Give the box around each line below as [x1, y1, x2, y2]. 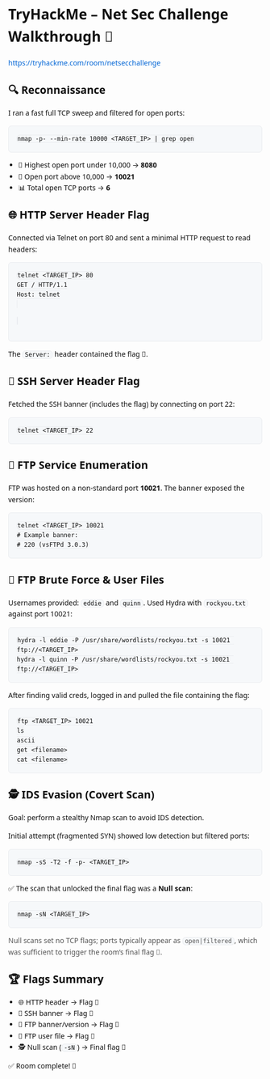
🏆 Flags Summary [8, 971, 104, 987]
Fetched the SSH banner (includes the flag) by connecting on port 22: [8, 399, 235, 409]
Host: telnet [16, 290, 60, 299]
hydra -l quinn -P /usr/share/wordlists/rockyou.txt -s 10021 [16, 655, 231, 663]
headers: [8, 243, 38, 255]
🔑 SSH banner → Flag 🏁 [18, 1008, 93, 1018]
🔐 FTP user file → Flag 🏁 [18, 1030, 95, 1041]
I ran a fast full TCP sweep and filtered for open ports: [8, 107, 185, 118]
